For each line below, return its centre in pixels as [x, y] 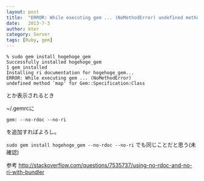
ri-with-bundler [25, 172]
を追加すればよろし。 [33, 132]
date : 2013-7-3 [28, 23]
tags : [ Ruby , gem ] [29, 40]
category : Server [28, 35]
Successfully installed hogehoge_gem [54, 62]
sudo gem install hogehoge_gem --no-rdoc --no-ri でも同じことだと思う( [99, 145]
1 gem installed [27, 67]
